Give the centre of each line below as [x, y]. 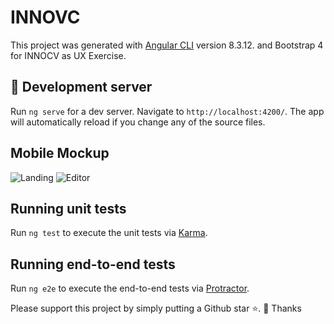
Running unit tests [68, 208]
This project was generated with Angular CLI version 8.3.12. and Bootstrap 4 [167, 45]
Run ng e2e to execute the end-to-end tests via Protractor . [130, 288]
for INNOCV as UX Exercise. [68, 55]
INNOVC [45, 17]
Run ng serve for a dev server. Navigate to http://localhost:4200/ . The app [167, 111]
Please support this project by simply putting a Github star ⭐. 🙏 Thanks [156, 308]
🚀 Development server [81, 87]
